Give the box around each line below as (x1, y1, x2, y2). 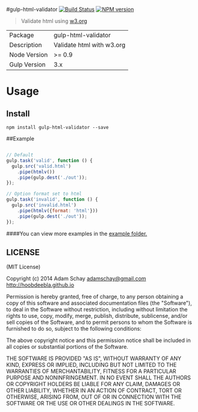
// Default (6, 152, 34, 158)
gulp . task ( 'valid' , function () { (6, 157, 93, 163)
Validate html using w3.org (20, 17, 87, 24)
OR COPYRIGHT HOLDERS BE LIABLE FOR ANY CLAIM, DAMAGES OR (6, 381, 181, 388)
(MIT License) (6, 263, 41, 271)
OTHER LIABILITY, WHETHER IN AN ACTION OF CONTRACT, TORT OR (6, 387, 182, 395)
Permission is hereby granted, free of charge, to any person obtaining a (6, 293, 184, 300)
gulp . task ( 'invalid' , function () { (6, 197, 98, 203)
